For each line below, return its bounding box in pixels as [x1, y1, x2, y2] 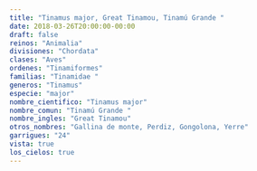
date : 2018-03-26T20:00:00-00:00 [9, 22, 136, 31]
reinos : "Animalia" [9, 38, 83, 48]
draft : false [9, 30, 59, 39]
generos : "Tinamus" [9, 81, 83, 90]
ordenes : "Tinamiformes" [9, 64, 103, 73]
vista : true [9, 139, 54, 148]
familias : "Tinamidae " [9, 72, 100, 81]
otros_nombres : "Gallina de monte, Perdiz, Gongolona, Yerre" [9, 123, 249, 132]
